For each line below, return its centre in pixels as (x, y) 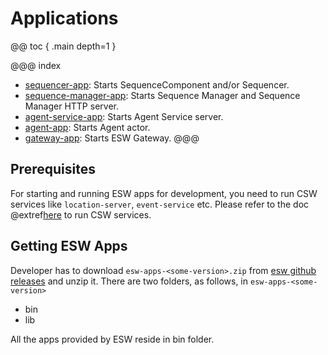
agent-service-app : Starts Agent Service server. (124, 116)
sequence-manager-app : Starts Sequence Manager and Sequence (162, 95)
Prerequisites (53, 169)
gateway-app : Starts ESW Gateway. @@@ (112, 138)
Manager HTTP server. (71, 106)
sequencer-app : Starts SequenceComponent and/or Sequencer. (157, 84)
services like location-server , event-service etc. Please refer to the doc (160, 204)
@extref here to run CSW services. (81, 214)
